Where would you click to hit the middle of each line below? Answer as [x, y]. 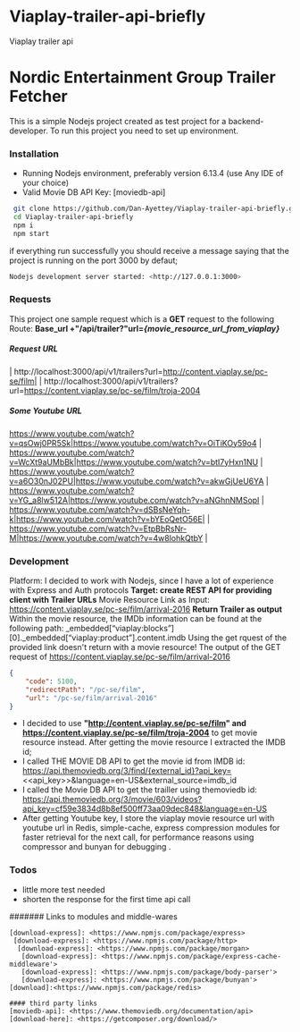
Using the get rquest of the [237, 638]
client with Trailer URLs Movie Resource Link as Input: [109, 600]
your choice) [46, 183]
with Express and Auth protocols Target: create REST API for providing [141, 590]
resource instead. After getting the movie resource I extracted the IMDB [154, 742]
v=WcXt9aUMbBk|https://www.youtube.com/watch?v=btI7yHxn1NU [134, 461]
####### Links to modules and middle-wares [94, 916]
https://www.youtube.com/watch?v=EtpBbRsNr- [98, 529]
